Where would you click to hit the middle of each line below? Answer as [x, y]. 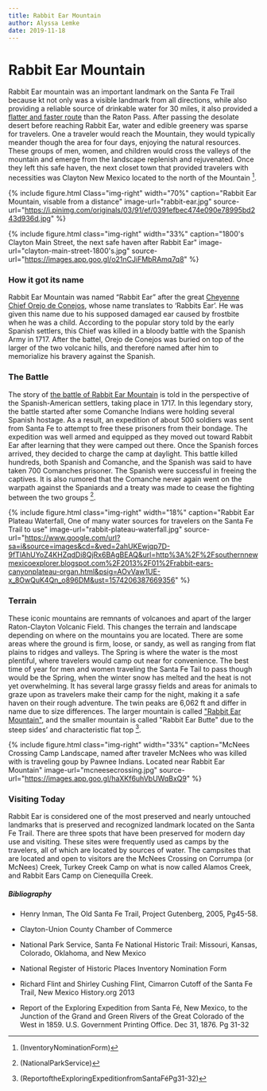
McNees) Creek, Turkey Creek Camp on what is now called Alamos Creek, [130, 867]
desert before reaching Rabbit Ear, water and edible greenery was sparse [128, 126]
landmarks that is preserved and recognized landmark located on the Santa [132, 825]
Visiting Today [37, 799]
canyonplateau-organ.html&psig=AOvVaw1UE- [85, 572]
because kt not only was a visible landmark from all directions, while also [128, 100]
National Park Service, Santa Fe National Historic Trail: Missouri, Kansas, [138, 945]
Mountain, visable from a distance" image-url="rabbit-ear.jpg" [110, 201]
